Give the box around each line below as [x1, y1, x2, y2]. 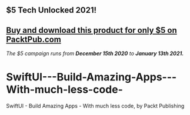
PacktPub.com [6, 34, 62, 44]
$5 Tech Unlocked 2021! [6, 5, 97, 15]
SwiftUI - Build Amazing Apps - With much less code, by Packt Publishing [6, 103, 185, 110]
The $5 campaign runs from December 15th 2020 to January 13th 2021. [6, 50, 184, 57]
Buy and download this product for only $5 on [6, 25, 178, 35]
